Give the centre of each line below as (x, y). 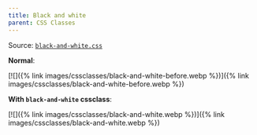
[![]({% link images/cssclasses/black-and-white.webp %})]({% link (116, 114)
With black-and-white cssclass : (60, 99)
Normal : (22, 60)
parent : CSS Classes (42, 23)
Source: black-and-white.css (55, 45)
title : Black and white (47, 15)
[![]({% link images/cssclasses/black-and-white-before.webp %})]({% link (129, 75)
